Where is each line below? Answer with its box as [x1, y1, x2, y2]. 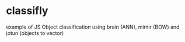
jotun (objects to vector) [6, 29, 64, 36]
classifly [6, 4, 48, 17]
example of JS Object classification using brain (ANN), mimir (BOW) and [6, 23, 180, 30]
